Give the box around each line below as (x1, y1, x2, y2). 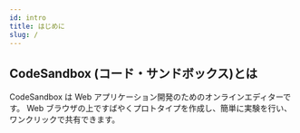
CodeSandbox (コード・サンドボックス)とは (9, 65, 258, 81)
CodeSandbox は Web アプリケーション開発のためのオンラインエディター (9, 91, 284, 102)
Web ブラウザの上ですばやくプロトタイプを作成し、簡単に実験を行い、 (26, 103, 293, 114)
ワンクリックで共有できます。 (9, 114, 121, 125)
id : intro (9, 13, 47, 23)
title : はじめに (9, 22, 65, 31)
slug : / (9, 30, 39, 39)
